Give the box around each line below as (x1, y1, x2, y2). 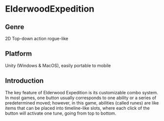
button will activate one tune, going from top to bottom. (5, 110, 117, 116)
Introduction (5, 77, 44, 85)
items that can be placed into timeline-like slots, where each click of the (5, 105, 150, 111)
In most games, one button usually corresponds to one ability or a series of (5, 95, 157, 101)
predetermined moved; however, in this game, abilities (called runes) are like (5, 100, 159, 105)
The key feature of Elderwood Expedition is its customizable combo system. (5, 89, 158, 95)
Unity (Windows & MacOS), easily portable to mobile (5, 62, 111, 69)
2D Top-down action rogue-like (5, 35, 69, 41)
